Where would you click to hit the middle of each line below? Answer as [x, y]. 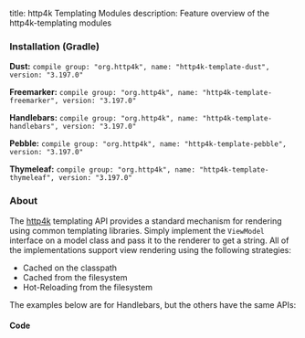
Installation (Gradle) [55, 47]
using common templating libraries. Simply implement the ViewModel [137, 230]
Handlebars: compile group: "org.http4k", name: [104, 118]
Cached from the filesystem [75, 277]
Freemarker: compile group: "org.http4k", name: [104, 92]
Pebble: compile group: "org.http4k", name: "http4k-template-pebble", [148, 143]
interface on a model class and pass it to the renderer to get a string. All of [149, 240]
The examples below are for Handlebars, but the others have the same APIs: [153, 304]
